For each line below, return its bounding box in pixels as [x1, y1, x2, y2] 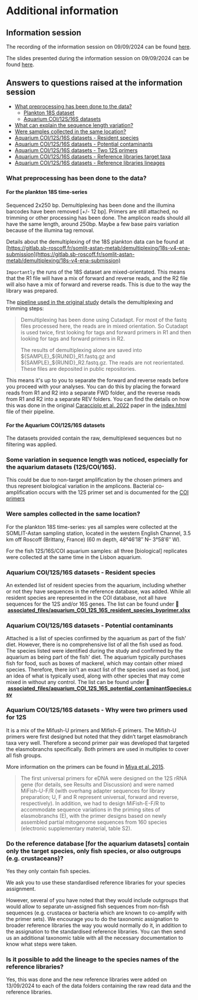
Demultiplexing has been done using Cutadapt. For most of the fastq [20, 316, 187, 323]
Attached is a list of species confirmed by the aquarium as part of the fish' [6, 635, 187, 642]
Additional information [6, 4, 119, 18]
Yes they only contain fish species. [6, 867, 91, 874]
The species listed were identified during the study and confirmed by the [6, 647, 183, 654]
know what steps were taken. [6, 940, 78, 948]
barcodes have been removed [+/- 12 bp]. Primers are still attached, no [6, 208, 179, 215]
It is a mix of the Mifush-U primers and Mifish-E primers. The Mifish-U [6, 726, 177, 733]
